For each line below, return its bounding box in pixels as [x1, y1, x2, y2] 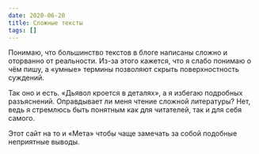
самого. [8, 114, 36, 123]
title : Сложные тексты [8, 19, 83, 27]
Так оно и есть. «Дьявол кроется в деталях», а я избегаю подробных [8, 88, 243, 98]
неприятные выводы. [8, 137, 81, 147]
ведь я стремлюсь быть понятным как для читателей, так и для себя [8, 105, 242, 115]
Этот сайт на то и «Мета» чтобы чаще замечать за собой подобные [8, 129, 238, 138]
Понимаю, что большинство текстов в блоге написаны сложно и [8, 48, 228, 58]
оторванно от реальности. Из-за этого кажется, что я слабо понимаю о [8, 56, 252, 66]
